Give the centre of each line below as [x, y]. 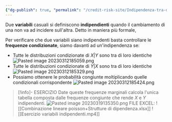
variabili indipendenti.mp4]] [71, 114]
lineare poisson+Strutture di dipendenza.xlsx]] [102, 108]
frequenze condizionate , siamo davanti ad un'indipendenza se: [72, 45]
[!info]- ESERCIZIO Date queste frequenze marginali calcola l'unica [88, 92]
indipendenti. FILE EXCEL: [86, 103]
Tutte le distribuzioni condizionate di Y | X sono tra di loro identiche [82, 66]
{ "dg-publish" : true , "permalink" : [43, 10]
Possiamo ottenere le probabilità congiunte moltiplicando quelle [80, 77]
